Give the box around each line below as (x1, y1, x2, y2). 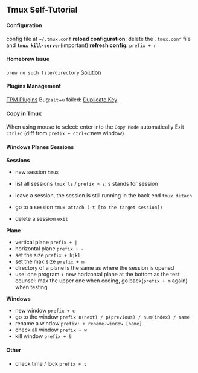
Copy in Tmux (6, 110, 42, 117)
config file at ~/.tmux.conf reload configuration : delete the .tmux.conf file (6, 35, 191, 42)
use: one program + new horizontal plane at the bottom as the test (14, 271, 180, 278)
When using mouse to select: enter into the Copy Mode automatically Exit (6, 123, 184, 130)
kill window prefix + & (14, 333, 72, 340)
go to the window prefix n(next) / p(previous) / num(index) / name (14, 313, 190, 320)
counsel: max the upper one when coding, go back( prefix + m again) (14, 277, 188, 284)
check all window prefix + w (14, 326, 88, 334)
